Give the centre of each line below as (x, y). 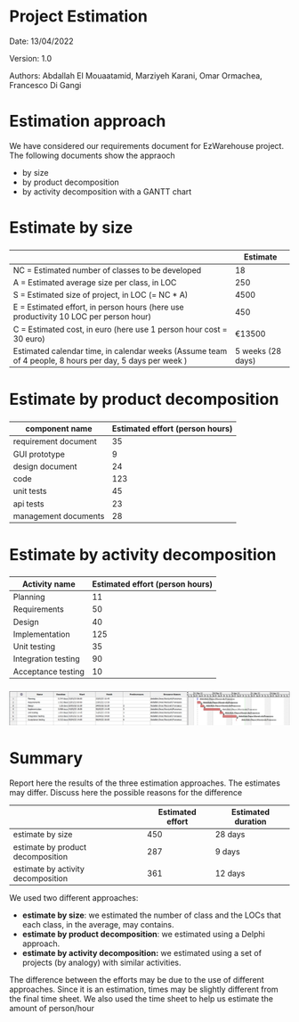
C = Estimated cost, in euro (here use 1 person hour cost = (120, 329)
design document (45, 466)
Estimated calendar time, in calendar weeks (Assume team (120, 350)
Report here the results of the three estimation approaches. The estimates (145, 783)
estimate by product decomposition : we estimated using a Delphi (143, 935)
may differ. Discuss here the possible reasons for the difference (126, 792)
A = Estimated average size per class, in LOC (95, 282)
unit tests (30, 491)
